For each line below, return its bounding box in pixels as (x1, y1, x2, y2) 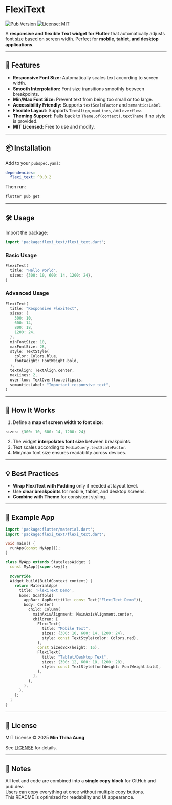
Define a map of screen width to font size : (12, 419, 103, 426)
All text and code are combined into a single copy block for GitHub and (5, 778, 156, 784)
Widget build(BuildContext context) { (10, 578, 93, 583)
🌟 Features (5, 61, 40, 70)
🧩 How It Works (5, 406, 55, 414)
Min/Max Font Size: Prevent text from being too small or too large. (12, 96, 153, 102)
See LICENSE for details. (5, 745, 57, 751)
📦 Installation (5, 144, 51, 153)
